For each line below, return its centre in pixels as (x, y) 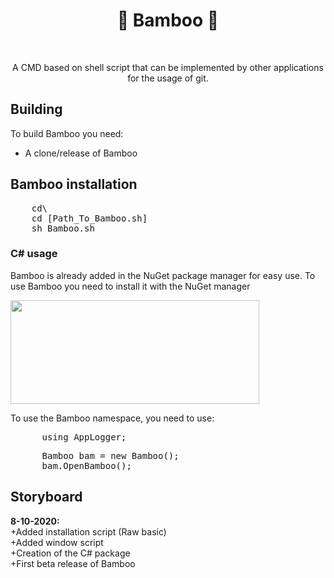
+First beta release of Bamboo (73, 563)
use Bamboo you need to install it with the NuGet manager (130, 286)
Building (36, 109)
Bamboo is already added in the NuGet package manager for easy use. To (163, 275)
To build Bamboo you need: (67, 133)
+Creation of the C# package (70, 553)
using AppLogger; (84, 437)
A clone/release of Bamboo (81, 153)
